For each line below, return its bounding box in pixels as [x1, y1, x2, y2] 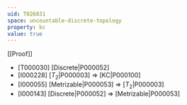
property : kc [7, 23, 46, 31]
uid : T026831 [7, 10, 46, 18]
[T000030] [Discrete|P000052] [17, 63, 110, 72]
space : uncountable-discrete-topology [7, 17, 122, 24]
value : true [7, 30, 42, 38]
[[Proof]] [7, 50, 33, 58]
